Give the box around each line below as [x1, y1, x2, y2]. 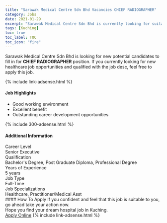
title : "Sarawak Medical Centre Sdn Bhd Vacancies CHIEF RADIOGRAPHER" [5, 7, 157, 12]
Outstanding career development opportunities [12, 111, 108, 117]
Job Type [5, 175, 25, 181]
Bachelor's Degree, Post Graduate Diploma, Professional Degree [5, 159, 137, 165]
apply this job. [5, 69, 34, 75]
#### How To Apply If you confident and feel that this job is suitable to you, [5, 197, 160, 203]
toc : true [5, 30, 26, 35]
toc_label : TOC [5, 35, 37, 40]
